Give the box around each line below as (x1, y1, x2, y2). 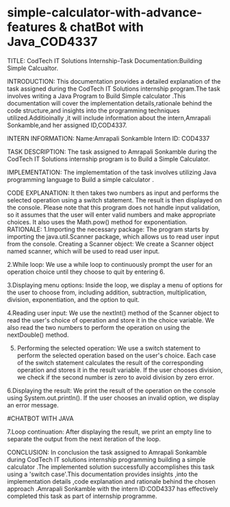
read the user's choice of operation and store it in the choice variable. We (7, 316, 215, 324)
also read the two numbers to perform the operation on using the (7, 323, 190, 331)
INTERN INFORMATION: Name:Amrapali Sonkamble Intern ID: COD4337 (7, 134, 210, 142)
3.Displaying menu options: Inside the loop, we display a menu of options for (7, 281, 223, 289)
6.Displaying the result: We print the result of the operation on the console (7, 386, 216, 394)
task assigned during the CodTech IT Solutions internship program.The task (7, 84, 220, 93)
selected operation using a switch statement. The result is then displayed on (7, 196, 222, 204)
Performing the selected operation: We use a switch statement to (16, 344, 201, 352)
